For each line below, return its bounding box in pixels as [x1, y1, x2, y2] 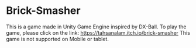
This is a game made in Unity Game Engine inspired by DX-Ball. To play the [6, 23, 187, 30]
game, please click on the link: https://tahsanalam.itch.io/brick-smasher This [6, 29, 190, 36]
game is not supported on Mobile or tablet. [6, 35, 109, 42]
